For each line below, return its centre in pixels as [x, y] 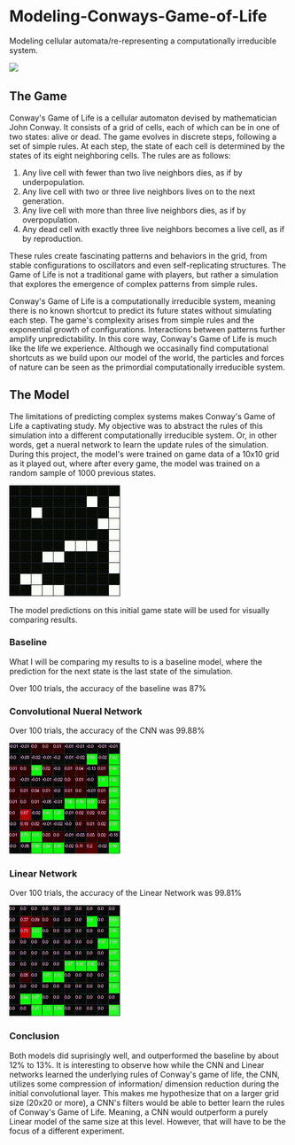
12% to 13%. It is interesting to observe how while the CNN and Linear [137, 1064]
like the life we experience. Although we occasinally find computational [139, 348]
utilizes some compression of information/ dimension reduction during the [144, 1084]
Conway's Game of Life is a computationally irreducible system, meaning [143, 301]
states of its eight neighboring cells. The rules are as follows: [120, 155]
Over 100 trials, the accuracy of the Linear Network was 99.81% [125, 893]
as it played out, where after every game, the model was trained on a [135, 463]
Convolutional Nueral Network [76, 711]
